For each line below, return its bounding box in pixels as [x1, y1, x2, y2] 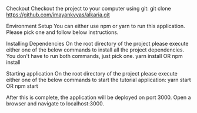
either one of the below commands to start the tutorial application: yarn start [6, 76, 191, 83]
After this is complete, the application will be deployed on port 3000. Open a [6, 94, 191, 101]
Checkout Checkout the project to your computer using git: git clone [6, 5, 172, 12]
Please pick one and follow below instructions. [6, 29, 119, 36]
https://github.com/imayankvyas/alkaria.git [6, 11, 110, 18]
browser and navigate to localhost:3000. [6, 100, 105, 107]
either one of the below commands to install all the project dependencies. [6, 46, 185, 53]
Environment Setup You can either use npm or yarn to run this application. [6, 23, 185, 29]
